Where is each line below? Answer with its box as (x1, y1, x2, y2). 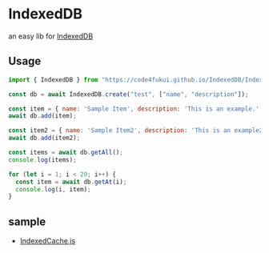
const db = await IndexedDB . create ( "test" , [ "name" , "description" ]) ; (8, 90, 249, 98)
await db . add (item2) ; (8, 134, 81, 143)
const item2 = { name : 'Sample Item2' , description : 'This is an (8, 127, 231, 135)
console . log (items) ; (8, 155, 78, 164)
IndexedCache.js (19, 236, 76, 246)
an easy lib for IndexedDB (8, 31, 94, 41)
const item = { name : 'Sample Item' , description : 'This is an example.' (8, 105, 260, 113)
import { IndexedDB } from (8, 75, 98, 84)
